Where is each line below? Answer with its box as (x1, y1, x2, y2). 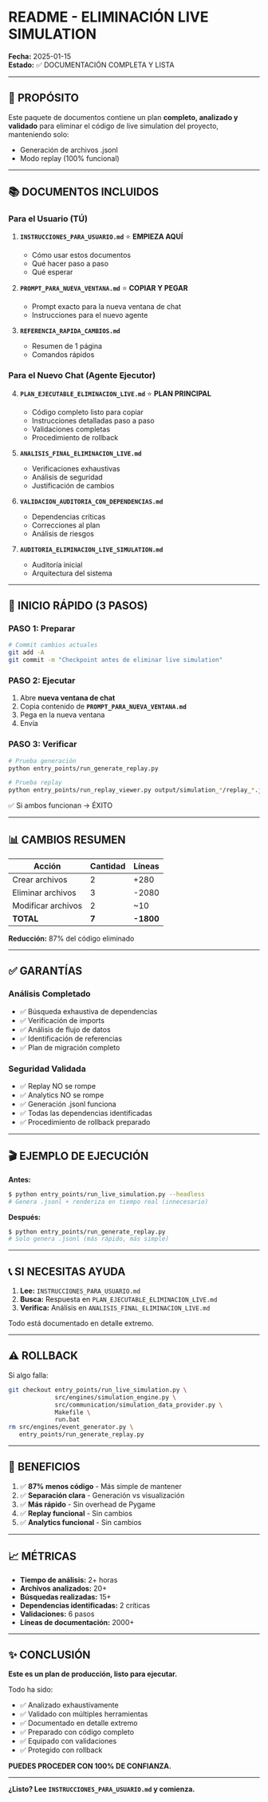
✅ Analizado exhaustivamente (19, 1700, 119, 1710)
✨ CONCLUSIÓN (8, 1648, 91, 1662)
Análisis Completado (8, 989, 91, 1000)
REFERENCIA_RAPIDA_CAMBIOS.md (19, 327, 121, 335)
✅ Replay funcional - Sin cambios (19, 1508, 133, 1518)
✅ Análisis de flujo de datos (19, 1025, 111, 1034)
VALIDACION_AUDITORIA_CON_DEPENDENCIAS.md (19, 497, 164, 506)
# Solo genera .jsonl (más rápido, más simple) (8, 1235, 170, 1243)
